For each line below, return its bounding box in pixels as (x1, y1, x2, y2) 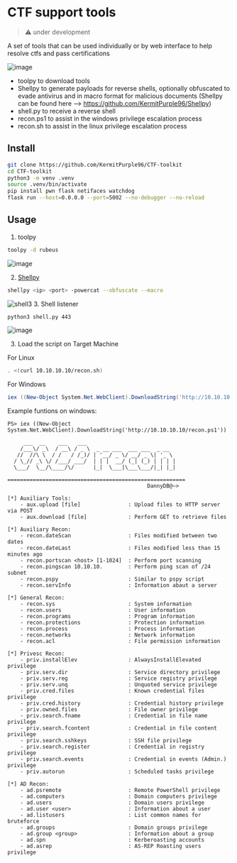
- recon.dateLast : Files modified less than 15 (20, 544, 221, 552)
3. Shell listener (33, 299, 79, 308)
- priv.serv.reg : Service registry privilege (20, 675, 218, 682)
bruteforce (7, 818, 40, 825)
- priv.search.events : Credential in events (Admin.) (20, 756, 227, 763)
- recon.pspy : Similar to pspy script (20, 576, 204, 583)
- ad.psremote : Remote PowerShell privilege (20, 787, 221, 794)
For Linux (7, 353, 35, 362)
